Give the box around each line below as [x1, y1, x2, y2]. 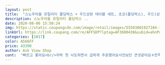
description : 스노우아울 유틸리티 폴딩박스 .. [5, 16, 89, 21]
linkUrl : [5, 30, 23, 35]
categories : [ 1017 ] [5, 35, 45, 40]
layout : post [5, 7, 32, 12]
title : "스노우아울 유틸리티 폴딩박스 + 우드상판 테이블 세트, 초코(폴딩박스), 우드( [5, 12, 157, 17]
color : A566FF [5, 39, 34, 44]
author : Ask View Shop [5, 48, 52, 53]
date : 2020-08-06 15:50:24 [5, 21, 60, 26]
